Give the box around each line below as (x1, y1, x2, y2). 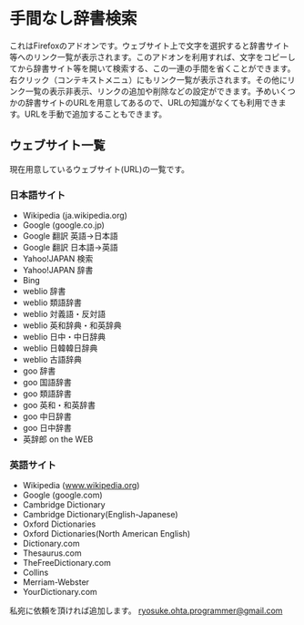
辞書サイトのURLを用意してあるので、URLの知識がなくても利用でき (25, 97, 279, 108)
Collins (22, 567, 49, 579)
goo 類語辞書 (22, 388, 73, 399)
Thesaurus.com (22, 548, 82, 558)
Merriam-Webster (22, 577, 89, 588)
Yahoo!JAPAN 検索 (22, 253, 94, 264)
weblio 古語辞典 (22, 354, 82, 365)
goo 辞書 (22, 365, 56, 376)
